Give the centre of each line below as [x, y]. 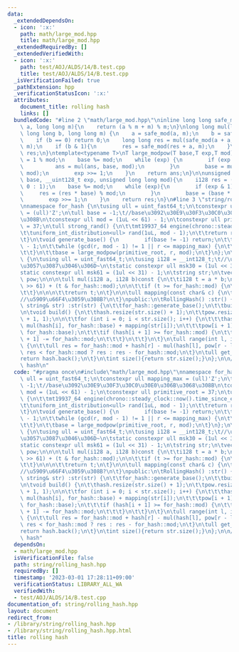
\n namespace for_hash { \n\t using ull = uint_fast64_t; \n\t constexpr [124, 207]
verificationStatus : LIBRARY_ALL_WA [68, 585]
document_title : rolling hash [65, 107]
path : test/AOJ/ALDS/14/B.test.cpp [73, 67]
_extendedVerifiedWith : [49, 54]
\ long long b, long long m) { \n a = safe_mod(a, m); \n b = [121, 133]
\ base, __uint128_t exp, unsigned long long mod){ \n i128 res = [124, 180]
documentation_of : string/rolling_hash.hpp [73, 604]
